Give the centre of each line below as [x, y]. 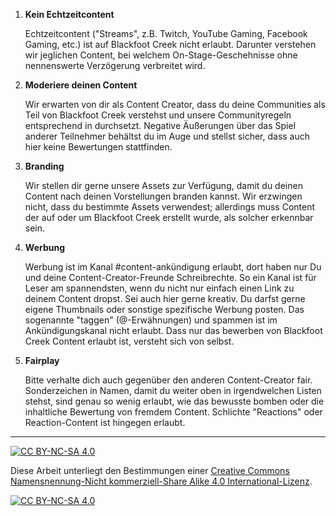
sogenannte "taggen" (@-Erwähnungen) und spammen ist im [151, 320]
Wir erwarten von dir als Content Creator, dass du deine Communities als [175, 104]
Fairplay [42, 360]
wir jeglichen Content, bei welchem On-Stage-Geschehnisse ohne [161, 55]
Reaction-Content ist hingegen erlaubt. [105, 422]
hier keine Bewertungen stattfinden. [98, 147]
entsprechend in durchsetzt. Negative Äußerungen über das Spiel [160, 125]
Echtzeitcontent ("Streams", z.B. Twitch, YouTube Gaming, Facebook [166, 33]
